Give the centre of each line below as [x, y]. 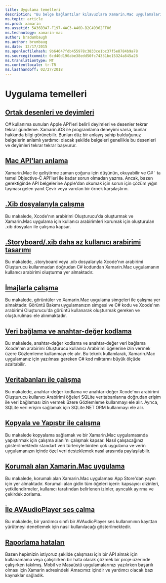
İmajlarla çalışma [32, 288]
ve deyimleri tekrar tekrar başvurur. [41, 145]
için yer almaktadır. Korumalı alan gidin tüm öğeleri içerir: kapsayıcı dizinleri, [82, 483]
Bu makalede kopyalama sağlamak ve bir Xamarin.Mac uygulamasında [77, 435]
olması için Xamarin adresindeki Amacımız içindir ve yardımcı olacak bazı [79, 570]
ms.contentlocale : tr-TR [31, 65]
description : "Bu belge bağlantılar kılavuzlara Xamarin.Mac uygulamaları [84, 14]
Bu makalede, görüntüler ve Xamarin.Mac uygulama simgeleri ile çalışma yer [83, 300]
